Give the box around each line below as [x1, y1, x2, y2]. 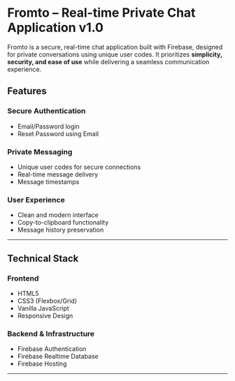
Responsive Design [17, 311, 73, 320]
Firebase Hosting [17, 359, 67, 368]
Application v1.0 [7, 20, 104, 36]
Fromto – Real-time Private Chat [7, 5, 196, 21]
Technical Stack [7, 253, 79, 264]
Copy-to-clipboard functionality [17, 218, 109, 227]
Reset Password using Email [17, 129, 99, 137]
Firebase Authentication [17, 345, 87, 353]
